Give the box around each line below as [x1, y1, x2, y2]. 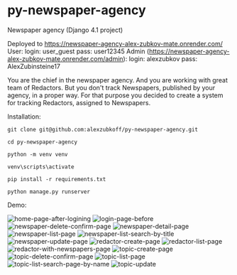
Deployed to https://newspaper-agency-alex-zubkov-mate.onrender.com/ [7, 39, 224, 48]
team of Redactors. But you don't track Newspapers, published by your [7, 83, 216, 92]
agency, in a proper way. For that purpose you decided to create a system [7, 91, 224, 99]
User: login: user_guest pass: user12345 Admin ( [7, 47, 150, 55]
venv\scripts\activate [7, 163, 75, 171]
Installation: [7, 112, 41, 121]
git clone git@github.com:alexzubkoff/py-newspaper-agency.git [7, 126, 199, 133]
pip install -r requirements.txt [7, 176, 106, 183]
